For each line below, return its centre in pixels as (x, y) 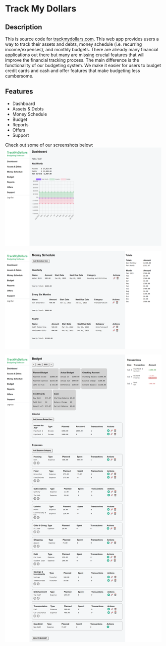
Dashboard (24, 103)
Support (21, 135)
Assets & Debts (28, 109)
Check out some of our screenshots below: (49, 145)
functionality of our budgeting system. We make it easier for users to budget (83, 65)
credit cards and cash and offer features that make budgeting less (73, 71)
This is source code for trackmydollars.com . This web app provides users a (82, 39)
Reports (20, 124)
